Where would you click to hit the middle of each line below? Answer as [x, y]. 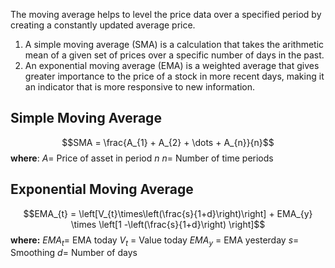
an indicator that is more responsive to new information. [140, 87]
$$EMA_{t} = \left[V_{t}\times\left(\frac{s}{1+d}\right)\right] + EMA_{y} [168, 213]
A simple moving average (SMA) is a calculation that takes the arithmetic [174, 44]
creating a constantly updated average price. [103, 25]
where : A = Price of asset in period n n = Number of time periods [142, 158]
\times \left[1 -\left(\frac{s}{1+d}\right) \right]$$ [168, 224]
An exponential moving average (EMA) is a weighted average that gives [172, 65]
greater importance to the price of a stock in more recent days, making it [174, 76]
